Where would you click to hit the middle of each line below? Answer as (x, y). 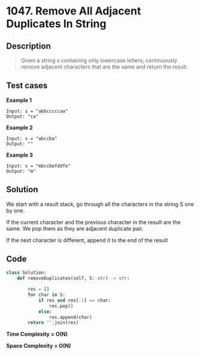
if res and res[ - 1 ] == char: (75, 300)
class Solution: (26, 273)
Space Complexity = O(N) (39, 346)
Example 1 (19, 100)
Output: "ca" (22, 116)
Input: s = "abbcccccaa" (37, 111)
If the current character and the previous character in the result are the (93, 222)
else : (45, 311)
